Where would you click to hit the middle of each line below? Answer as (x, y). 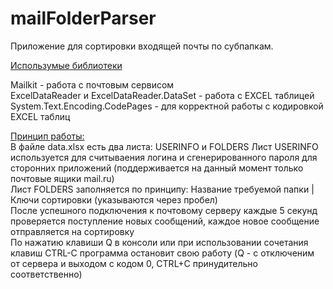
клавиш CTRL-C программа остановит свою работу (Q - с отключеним (162, 253)
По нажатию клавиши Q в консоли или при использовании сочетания (159, 242)
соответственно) (46, 274)
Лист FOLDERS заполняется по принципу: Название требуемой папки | (162, 189)
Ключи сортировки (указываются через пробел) (114, 199)
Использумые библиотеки (66, 65)
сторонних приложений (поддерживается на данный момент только (157, 168)
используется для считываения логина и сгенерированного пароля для (164, 157)
